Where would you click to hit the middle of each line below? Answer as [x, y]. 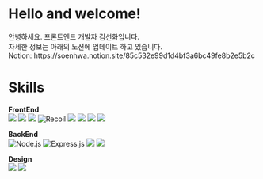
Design [20, 158]
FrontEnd [24, 109]
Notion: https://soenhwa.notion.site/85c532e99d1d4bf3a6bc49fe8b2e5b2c [132, 55]
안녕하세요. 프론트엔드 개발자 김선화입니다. [74, 36]
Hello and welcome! [74, 14]
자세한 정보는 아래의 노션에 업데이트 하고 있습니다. [86, 46]
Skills [27, 88]
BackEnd [23, 134]
